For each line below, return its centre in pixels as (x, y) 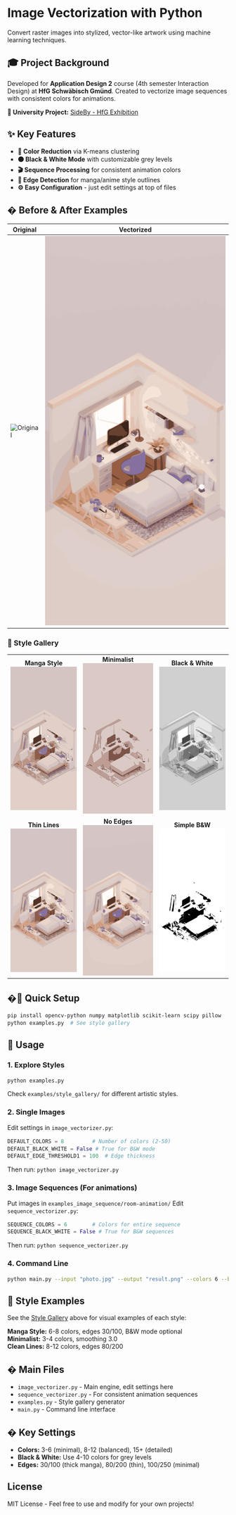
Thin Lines (44, 824)
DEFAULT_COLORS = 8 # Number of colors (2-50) (89, 1141)
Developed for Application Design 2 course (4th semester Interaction (108, 83)
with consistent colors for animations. (61, 98)
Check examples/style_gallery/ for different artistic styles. (93, 1094)
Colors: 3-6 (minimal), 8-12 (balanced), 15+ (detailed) (95, 1450)
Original (25, 230)
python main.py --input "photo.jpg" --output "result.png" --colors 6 (113, 1279)
